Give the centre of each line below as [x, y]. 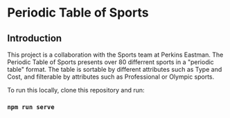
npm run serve [31, 107]
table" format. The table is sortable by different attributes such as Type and [115, 69]
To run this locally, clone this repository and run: [76, 90]
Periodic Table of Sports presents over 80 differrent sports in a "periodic [111, 62]
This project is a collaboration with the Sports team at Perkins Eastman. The [115, 55]
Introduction [35, 38]
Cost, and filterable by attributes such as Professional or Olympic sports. [111, 77]
